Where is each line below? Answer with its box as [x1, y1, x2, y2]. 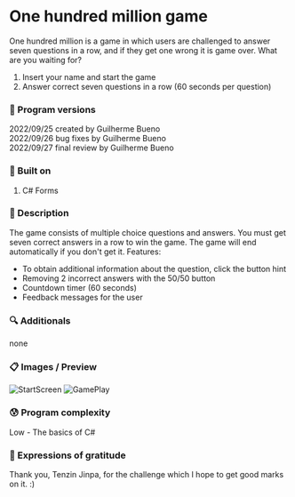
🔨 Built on [9, 164, 52, 177]
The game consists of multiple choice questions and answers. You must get [9, 227, 287, 237]
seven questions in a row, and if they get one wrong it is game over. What [9, 44, 278, 55]
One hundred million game [9, 6, 209, 27]
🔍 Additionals [9, 314, 71, 326]
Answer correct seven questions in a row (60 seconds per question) [21, 81, 272, 92]
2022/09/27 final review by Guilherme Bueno [9, 142, 175, 153]
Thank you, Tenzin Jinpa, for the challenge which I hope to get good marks [9, 469, 284, 480]
